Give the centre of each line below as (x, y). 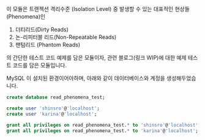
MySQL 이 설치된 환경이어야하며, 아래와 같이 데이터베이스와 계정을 (86, 78)
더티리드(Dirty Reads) (42, 30)
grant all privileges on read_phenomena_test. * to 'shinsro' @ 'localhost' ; (104, 125)
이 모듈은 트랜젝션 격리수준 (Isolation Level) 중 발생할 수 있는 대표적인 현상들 (98, 9)
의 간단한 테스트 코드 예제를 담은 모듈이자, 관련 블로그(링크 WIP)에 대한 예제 (96, 58)
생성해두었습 (181, 78)
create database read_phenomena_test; (56, 97)
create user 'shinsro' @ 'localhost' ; (53, 108)
